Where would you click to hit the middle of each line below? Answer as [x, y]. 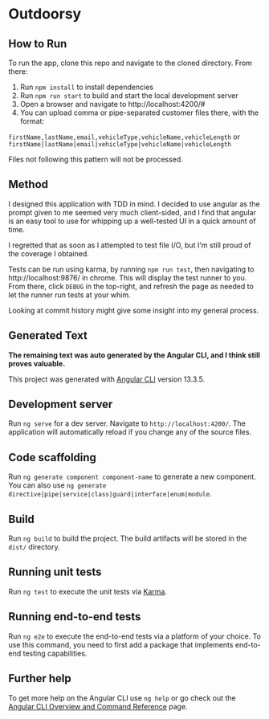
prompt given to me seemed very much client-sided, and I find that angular [132, 212]
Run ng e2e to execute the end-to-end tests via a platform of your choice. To [135, 636]
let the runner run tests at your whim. [69, 295]
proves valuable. [37, 363]
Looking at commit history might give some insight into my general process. [134, 310]
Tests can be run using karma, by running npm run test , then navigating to [131, 269]
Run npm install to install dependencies [87, 87]
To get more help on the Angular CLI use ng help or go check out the [122, 698]
